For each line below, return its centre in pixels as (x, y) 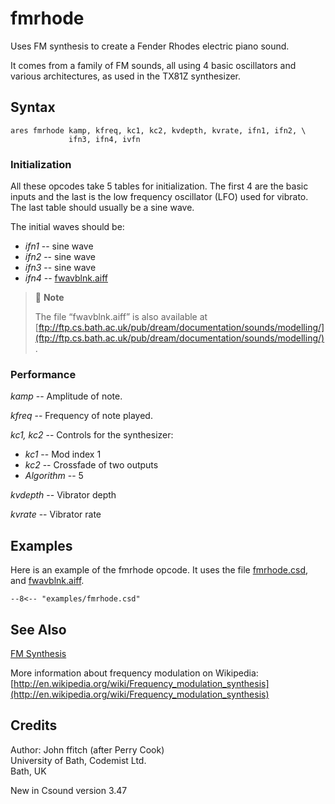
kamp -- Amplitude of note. (66, 396)
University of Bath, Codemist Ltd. (78, 760)
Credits (34, 725)
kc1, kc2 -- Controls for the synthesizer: (92, 435)
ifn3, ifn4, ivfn (104, 139)
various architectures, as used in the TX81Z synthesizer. (125, 76)
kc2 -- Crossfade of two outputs (91, 465)
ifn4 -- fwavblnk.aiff (66, 278)
